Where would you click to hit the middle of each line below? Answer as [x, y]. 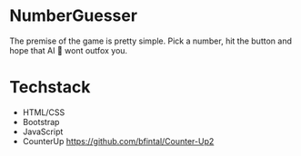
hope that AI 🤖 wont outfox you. [69, 50]
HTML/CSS [44, 112]
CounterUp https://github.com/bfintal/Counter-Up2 [118, 141]
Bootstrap [41, 122]
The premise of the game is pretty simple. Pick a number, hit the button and [151, 41]
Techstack [50, 88]
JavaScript [43, 132]
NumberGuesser [74, 16]
